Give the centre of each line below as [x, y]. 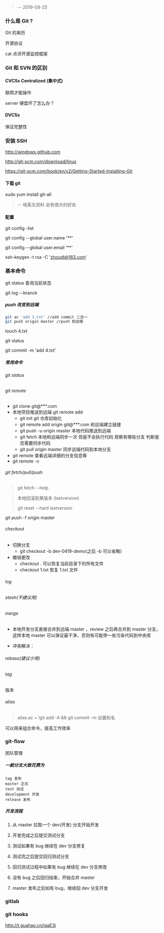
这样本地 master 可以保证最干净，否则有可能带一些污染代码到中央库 [82, 635]
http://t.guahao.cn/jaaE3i [31, 925]
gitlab [12, 901]
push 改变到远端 [22, 305]
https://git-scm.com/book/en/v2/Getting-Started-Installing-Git [69, 171]
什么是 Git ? [19, 21]
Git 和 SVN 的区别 [26, 68]
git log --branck [21, 293]
